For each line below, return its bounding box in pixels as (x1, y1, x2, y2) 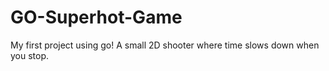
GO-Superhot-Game (10, 6, 183, 29)
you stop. (10, 49, 50, 61)
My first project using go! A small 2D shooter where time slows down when (10, 39, 320, 51)
